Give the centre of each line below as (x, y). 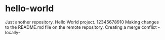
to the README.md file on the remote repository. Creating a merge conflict (81, 27)
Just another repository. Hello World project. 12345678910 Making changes (82, 22)
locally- (13, 32)
